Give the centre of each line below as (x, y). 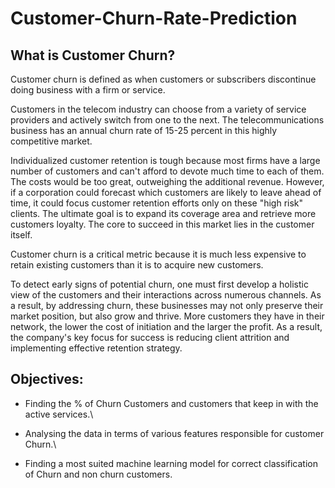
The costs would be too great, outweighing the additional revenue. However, (167, 181)
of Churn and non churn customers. (98, 474)
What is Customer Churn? (93, 55)
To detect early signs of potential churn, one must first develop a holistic (159, 284)
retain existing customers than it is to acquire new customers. (137, 265)
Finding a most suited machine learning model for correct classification (171, 463)
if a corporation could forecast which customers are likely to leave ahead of (166, 192)
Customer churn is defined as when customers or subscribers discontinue (163, 79)
